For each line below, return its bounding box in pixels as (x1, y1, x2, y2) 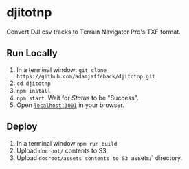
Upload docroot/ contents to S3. (16, 146, 108, 155)
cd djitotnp (16, 80, 51, 87)
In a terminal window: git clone (16, 65, 107, 74)
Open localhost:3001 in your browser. (16, 101, 124, 109)
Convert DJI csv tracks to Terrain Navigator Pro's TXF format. (6, 27, 181, 36)
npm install (16, 87, 51, 94)
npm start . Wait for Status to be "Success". (16, 93, 139, 102)
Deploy (6, 121, 38, 133)
